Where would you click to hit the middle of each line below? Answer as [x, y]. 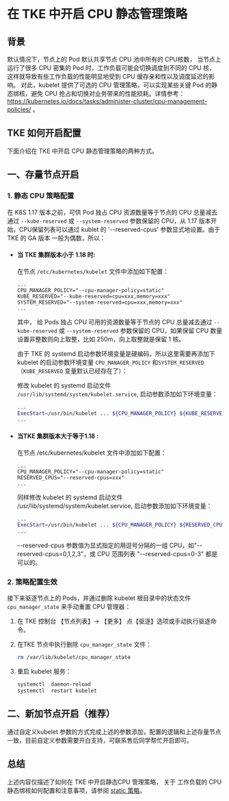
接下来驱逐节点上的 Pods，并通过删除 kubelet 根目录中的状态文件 [99, 598]
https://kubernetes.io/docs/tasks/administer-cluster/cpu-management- [107, 101]
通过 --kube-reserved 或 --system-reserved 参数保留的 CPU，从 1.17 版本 [109, 221]
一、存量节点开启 [43, 175]
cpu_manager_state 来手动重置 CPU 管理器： [69, 607]
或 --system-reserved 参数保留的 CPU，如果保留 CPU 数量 [140, 331]
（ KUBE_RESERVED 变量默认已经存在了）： [72, 370]
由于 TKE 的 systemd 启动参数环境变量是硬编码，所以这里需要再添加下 [116, 353]
